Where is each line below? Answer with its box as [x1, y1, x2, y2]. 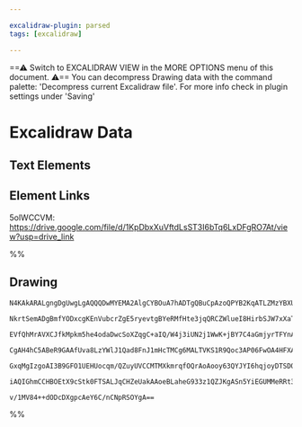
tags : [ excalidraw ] [9, 29, 83, 39]
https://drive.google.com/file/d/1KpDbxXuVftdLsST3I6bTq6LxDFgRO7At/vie [9, 221, 289, 232]
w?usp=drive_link [9, 231, 75, 242]
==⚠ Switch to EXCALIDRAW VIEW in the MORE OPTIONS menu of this [9, 62, 274, 73]
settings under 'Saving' [9, 91, 95, 102]
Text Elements [9, 158, 92, 173]
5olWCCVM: [9, 212, 56, 223]
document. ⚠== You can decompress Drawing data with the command [9, 71, 272, 82]
